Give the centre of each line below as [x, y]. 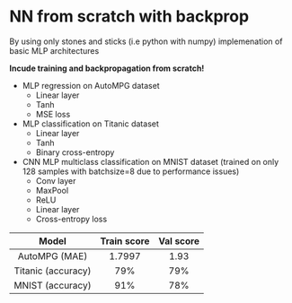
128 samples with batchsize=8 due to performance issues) [131, 171]
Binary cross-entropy [75, 152]
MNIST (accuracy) [53, 285]
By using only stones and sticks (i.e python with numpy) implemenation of [146, 41]
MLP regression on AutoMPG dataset [91, 85]
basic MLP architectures [54, 50]
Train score [125, 241]
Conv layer [56, 180]
